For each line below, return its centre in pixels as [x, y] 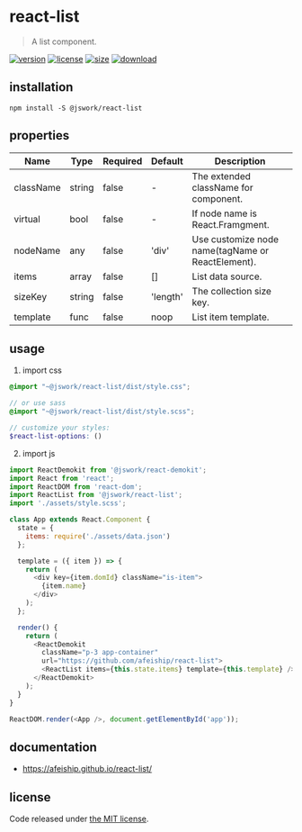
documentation [53, 747]
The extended [222, 176]
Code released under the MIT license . [79, 818]
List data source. [227, 276]
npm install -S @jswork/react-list [76, 108]
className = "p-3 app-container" [100, 653]
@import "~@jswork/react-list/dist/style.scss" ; [102, 411]
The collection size [232, 291]
